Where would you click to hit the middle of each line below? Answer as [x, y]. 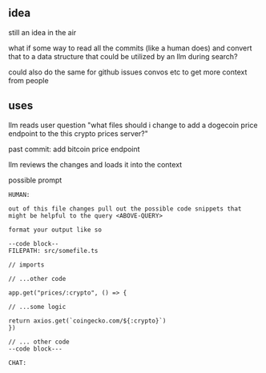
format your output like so [55, 230]
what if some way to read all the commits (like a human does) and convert [130, 48]
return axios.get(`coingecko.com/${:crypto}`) [87, 321]
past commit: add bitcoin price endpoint [74, 149]
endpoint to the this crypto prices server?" [78, 133]
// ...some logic [37, 307]
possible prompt [35, 180]
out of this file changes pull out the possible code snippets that [125, 209]
